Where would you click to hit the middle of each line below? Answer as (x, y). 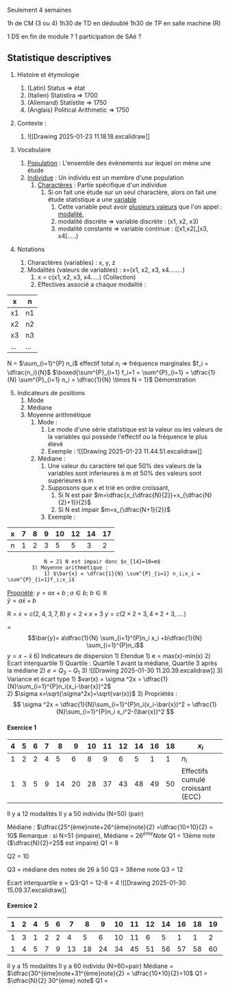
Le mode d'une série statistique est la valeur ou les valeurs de (135, 429)
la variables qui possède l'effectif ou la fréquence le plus (127, 436)
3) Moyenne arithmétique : (70, 568)
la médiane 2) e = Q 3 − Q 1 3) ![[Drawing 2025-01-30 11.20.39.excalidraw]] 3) (115, 671)
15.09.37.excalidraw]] (37, 890)
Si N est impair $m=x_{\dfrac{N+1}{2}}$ (114, 509)
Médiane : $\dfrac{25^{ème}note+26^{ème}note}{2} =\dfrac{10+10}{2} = (110, 827)
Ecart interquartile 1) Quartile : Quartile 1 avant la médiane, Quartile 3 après (112, 663)
